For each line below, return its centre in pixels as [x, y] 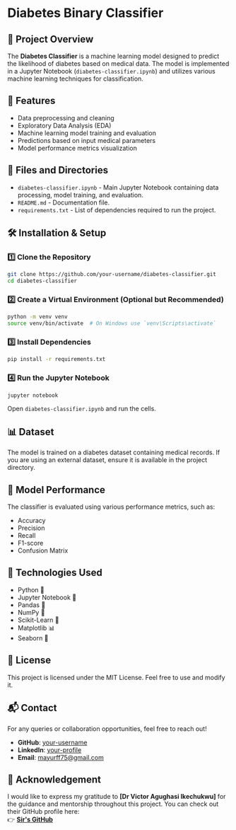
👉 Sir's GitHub [30, 819]
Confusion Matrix [43, 551]
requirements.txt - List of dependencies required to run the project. [117, 209]
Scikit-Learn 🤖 [38, 620]
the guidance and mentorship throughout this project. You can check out [113, 804]
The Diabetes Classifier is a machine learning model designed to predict [113, 56]
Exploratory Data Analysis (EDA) [64, 125]
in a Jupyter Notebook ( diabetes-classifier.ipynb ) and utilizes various [111, 71]
